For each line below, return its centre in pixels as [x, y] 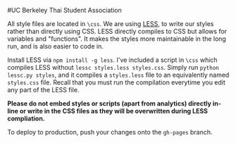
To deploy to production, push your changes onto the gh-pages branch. [110, 132]
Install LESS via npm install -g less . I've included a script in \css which [112, 60]
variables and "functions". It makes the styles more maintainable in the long [117, 39]
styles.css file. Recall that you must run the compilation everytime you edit [116, 82]
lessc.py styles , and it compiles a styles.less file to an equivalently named [118, 75]
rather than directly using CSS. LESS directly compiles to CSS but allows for [117, 31]
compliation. [26, 118]
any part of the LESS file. [43, 90]
